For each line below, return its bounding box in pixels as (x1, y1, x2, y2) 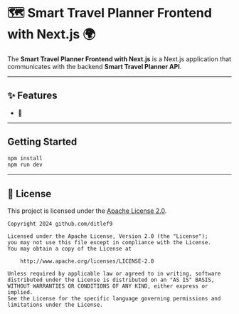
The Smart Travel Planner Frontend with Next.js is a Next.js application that (7, 54, 232, 63)
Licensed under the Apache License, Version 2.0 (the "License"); (7, 233, 208, 240)
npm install (7, 155, 43, 162)
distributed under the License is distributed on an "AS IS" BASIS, (7, 276, 215, 284)
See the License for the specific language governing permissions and (7, 295, 221, 303)
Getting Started (7, 136, 78, 148)
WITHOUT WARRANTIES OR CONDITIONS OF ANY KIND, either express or (7, 283, 208, 290)
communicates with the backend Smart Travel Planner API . (7, 62, 182, 70)
